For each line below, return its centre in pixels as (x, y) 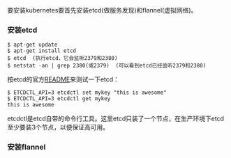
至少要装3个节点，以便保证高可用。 (58, 127)
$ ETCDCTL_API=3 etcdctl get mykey (59, 99)
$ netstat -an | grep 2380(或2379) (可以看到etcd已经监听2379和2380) (107, 66)
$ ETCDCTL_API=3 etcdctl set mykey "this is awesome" (87, 93)
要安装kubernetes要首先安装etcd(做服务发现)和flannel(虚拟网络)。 (102, 10)
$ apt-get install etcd (42, 51)
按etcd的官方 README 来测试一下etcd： (64, 79)
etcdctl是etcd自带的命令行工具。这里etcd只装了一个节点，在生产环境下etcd (116, 119)
